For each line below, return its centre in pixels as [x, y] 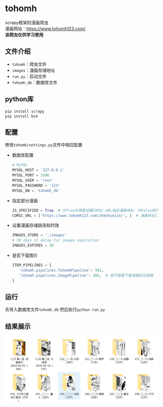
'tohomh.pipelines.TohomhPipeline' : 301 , [61, 270]
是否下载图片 [25, 255]
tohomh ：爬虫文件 [29, 64]
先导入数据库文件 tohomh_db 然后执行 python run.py [55, 310]
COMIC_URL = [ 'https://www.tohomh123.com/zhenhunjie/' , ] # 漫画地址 [83, 215]
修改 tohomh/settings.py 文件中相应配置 [44, 145]
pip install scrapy [25, 111]
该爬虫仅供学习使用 [24, 35]
